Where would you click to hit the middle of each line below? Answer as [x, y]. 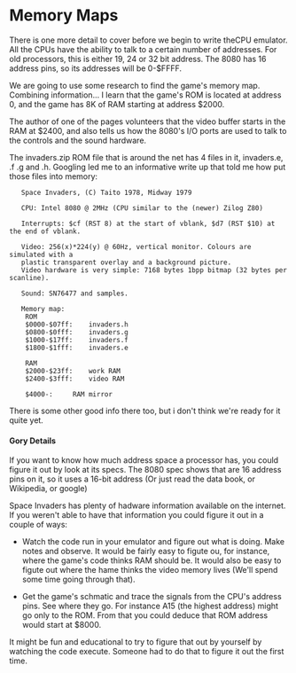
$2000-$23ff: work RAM [73, 371]
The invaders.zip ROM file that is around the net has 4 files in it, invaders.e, [146, 157]
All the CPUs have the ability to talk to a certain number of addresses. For [143, 49]
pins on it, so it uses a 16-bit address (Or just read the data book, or [132, 479]
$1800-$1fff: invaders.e [77, 348]
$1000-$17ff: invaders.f [77, 340]
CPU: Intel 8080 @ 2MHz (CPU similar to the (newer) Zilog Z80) [142, 208]
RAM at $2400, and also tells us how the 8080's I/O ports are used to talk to [148, 130]
